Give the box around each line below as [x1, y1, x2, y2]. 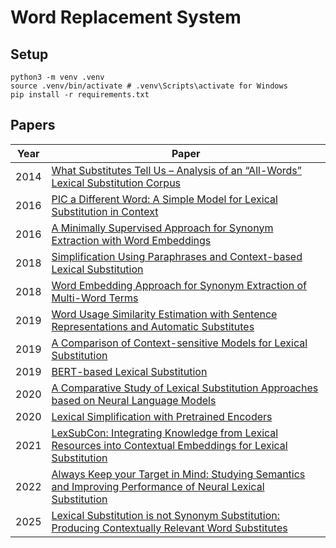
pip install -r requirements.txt [10, 90, 150, 100]
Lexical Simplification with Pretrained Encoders [51, 409, 273, 423]
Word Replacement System [10, 6, 242, 29]
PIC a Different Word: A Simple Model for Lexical [51, 192, 278, 206]
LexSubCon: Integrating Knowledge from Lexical [51, 426, 279, 440]
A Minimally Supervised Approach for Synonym [51, 221, 274, 235]
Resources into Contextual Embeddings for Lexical [51, 438, 288, 452]
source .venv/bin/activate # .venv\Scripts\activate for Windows [10, 81, 288, 91]
